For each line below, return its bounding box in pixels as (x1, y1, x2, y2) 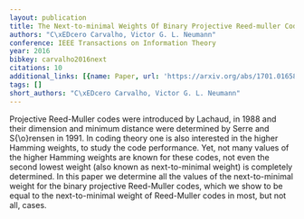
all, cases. (9, 199, 47, 210)
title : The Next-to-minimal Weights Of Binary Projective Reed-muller (9, 22, 281, 31)
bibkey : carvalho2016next (9, 55, 107, 64)
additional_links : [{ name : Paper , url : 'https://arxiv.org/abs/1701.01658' (9, 72, 301, 81)
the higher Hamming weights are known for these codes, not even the (9, 151, 270, 162)
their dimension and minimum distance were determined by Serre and (9, 123, 270, 133)
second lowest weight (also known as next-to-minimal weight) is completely (9, 161, 293, 172)
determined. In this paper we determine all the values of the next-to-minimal (9, 170, 294, 181)
